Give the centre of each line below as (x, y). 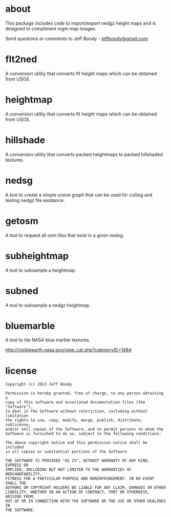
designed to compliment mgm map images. (51, 28)
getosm (22, 221)
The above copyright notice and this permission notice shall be (76, 443)
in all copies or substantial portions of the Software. (67, 452)
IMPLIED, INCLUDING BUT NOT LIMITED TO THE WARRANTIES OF (68, 470)
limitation (17, 416)
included (15, 447)
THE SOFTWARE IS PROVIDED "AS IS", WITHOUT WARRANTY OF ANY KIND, (78, 461)
